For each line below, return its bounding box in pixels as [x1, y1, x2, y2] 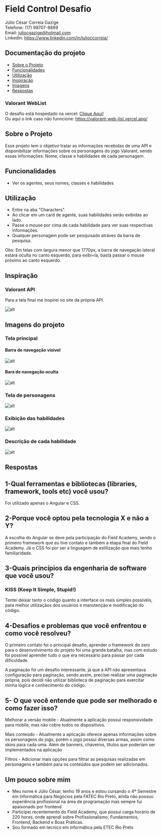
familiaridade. [5, 550, 32, 556]
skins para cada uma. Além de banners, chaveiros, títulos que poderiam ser [5, 742, 156, 748]
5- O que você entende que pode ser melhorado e [5, 696, 157, 705]
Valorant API [5, 286, 35, 293]
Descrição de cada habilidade [5, 438, 76, 445]
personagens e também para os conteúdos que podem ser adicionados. [5, 761, 149, 767]
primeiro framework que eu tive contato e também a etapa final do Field [5, 540, 148, 546]
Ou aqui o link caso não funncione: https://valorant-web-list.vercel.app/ [5, 116, 148, 122]
